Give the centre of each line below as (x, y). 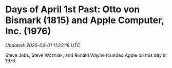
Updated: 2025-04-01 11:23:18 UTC (43, 45)
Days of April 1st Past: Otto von (73, 9)
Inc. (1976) (28, 31)
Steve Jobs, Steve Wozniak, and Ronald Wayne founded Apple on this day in (86, 55)
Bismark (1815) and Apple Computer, (85, 20)
